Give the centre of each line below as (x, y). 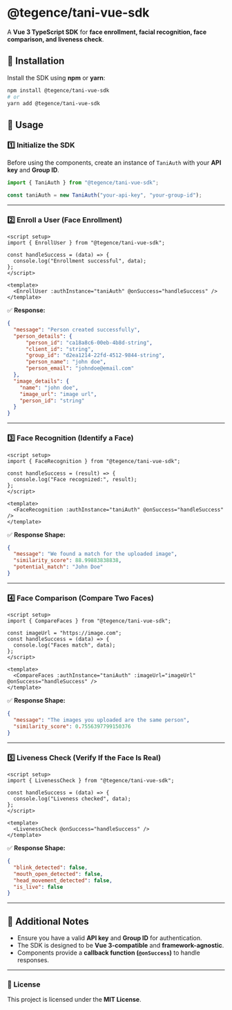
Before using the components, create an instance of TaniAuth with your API (114, 163)
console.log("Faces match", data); (65, 645)
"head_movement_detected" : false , (63, 881)
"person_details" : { (43, 336)
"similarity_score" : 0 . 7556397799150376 (72, 726)
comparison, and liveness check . (56, 39)
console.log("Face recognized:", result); (75, 479)
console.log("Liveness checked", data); (72, 799)
